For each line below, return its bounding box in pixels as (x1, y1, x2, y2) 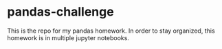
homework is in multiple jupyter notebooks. (7, 33, 129, 42)
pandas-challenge (7, 4, 115, 20)
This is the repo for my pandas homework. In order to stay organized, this (7, 27, 215, 35)
